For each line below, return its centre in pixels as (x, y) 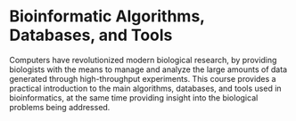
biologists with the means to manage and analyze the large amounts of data (148, 69)
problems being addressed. (60, 107)
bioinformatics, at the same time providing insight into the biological (134, 97)
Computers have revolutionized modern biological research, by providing (143, 60)
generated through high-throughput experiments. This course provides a (143, 78)
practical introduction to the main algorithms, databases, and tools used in (146, 88)
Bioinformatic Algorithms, (107, 16)
